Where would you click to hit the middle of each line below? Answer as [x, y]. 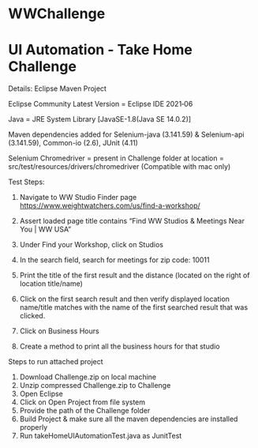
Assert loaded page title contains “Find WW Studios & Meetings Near [132, 221]
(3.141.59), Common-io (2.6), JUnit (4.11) [73, 143]
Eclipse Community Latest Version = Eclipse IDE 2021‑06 [101, 104]
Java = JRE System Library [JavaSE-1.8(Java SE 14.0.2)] [100, 119]
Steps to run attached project [56, 362]
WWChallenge [57, 14]
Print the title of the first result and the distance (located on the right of [135, 275]
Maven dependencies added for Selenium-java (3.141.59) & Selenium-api [126, 134]
